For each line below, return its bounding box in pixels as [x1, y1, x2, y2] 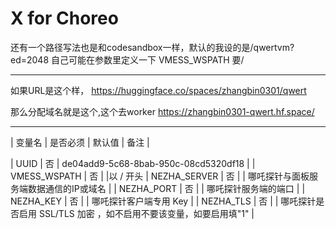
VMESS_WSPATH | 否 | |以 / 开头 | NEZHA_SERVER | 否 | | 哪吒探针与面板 [10, 170, 310, 182]
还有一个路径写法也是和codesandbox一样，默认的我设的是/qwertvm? [10, 41, 295, 53]
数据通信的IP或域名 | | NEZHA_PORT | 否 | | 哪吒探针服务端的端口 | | [27, 182, 306, 194]
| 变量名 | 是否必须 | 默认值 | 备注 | [10, 136, 150, 148]
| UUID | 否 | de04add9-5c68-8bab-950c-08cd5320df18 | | [10, 157, 256, 169]
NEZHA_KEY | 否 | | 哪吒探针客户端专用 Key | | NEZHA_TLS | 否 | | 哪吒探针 [10, 195, 317, 207]
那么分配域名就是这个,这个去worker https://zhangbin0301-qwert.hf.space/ [10, 105, 315, 117]
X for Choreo [10, 7, 119, 30]
